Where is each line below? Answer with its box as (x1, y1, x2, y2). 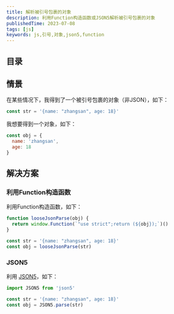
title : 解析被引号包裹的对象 (6, 9, 72, 15)
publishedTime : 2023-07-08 (6, 20, 75, 26)
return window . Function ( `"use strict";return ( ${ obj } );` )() (12, 221, 168, 228)
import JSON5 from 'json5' (6, 285, 75, 291)
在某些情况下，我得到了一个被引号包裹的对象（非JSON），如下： (6, 96, 169, 104)
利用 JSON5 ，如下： (6, 273, 58, 280)
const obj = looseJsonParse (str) (6, 243, 92, 250)
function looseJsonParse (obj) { (6, 215, 89, 221)
